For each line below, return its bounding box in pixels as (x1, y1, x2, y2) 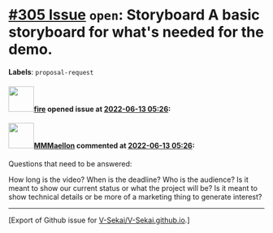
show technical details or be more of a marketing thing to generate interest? (8, 192, 262, 201)
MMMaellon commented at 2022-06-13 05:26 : (33, 140, 195, 151)
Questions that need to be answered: (8, 158, 132, 168)
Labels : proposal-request (8, 67, 94, 76)
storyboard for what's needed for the (8, 23, 264, 41)
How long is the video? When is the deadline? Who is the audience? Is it (8, 175, 249, 184)
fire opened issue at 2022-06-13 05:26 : (33, 104, 171, 114)
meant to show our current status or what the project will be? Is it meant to (8, 183, 258, 192)
